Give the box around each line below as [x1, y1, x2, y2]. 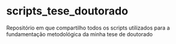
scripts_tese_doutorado [6, 4, 128, 18]
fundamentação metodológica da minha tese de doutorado [6, 30, 153, 37]
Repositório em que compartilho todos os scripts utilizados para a [6, 24, 171, 31]
